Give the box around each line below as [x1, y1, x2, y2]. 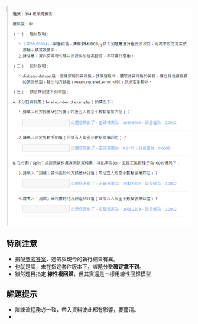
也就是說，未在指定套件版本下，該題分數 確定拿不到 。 [14, 263, 145, 270]
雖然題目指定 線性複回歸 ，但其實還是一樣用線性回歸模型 [14, 270, 151, 277]
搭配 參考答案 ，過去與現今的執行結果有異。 [14, 256, 119, 263]
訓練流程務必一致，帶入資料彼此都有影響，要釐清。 [14, 306, 139, 313]
